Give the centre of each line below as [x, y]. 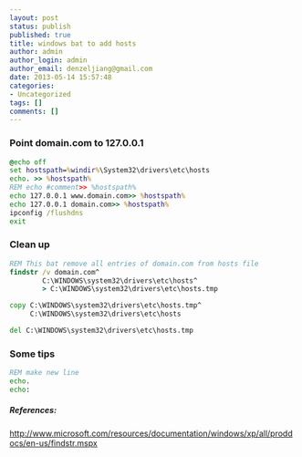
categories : [32, 86]
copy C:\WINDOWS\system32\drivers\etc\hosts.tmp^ [106, 306]
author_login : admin [49, 60]
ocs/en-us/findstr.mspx [53, 442]
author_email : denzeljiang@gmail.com [81, 69]
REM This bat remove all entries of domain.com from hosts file [134, 264]
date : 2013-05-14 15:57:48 [61, 78]
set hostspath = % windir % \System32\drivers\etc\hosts [109, 171]
